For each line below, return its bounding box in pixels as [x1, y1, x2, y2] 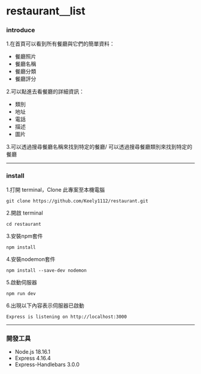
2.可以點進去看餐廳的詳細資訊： [6, 88, 85, 95]
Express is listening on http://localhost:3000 [6, 314, 127, 320]
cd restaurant [6, 221, 42, 227]
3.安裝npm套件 [6, 232, 43, 240]
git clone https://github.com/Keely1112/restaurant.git [6, 198, 148, 204]
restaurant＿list [6, 4, 86, 18]
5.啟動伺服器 [6, 278, 37, 286]
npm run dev [6, 290, 36, 296]
